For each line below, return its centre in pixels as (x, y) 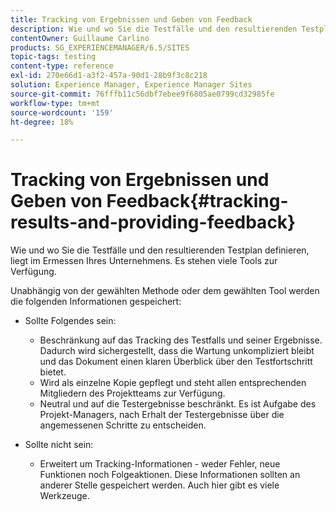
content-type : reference (62, 66)
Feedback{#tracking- (197, 201)
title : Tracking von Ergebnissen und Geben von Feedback (131, 19)
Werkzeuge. (64, 496)
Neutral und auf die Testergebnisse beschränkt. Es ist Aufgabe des (178, 404)
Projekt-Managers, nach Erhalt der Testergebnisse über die (162, 415)
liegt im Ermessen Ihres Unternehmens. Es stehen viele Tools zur (144, 261)
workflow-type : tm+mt (55, 103)
